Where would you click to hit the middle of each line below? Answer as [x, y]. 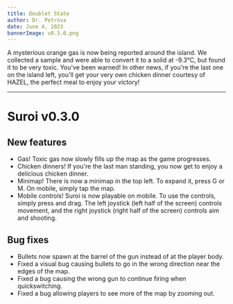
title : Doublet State [38, 14]
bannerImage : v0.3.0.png [43, 33]
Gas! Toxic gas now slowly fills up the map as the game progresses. [114, 159]
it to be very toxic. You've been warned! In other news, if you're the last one [115, 67]
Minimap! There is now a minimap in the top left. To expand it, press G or [121, 181]
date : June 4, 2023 [35, 26]
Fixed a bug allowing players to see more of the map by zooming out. [116, 294]
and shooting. [37, 218]
